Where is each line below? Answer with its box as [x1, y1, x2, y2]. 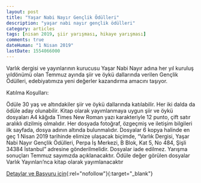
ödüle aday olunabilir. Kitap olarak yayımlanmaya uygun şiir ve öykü [6, 107, 173, 114]
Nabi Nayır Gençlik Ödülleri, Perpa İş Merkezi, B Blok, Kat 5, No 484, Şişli [6, 139, 187, 146]
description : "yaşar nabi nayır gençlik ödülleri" [6, 20, 136, 26]
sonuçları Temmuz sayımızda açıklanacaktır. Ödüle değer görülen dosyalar [6, 152, 190, 159]
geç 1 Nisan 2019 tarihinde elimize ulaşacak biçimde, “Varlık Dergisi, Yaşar [6, 132, 190, 140]
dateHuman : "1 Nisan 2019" [6, 43, 74, 49]
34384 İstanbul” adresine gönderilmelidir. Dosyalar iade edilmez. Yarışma [6, 145, 188, 152]
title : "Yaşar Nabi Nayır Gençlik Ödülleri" [6, 14, 119, 20]
